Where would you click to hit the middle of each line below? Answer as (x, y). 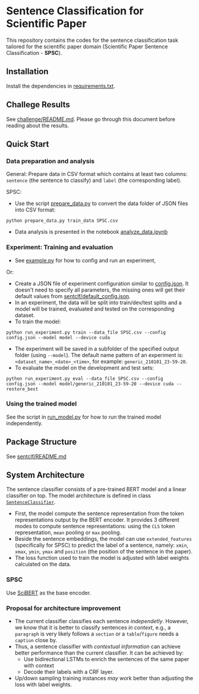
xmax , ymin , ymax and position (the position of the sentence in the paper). (104, 552)
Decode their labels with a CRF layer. (69, 672)
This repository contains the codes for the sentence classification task (92, 40)
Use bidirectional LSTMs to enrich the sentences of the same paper (106, 659)
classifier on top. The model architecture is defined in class (79, 495)
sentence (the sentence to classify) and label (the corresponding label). (94, 181)
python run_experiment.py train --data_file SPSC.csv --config (86, 332)
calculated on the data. (43, 564)
